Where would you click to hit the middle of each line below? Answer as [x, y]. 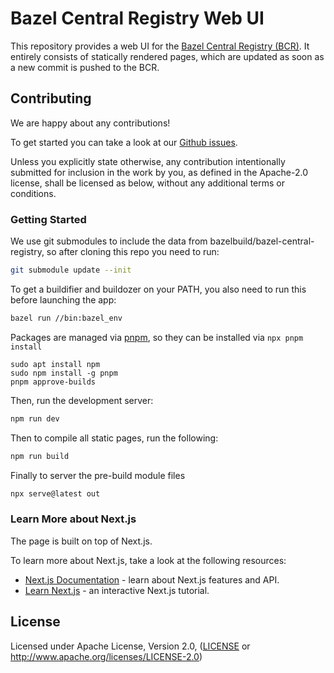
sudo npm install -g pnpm [64, 373]
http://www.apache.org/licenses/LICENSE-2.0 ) [106, 656]
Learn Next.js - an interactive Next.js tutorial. [117, 590]
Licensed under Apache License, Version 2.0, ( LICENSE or [130, 646]
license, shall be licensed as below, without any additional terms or [147, 183]
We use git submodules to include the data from [109, 241]
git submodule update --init [71, 270]
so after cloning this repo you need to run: [133, 252]
